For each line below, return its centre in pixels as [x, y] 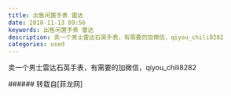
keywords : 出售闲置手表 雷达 [51, 30]
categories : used [37, 44]
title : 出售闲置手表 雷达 [46, 15]
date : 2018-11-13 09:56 [47, 23]
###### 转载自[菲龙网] [46, 84]
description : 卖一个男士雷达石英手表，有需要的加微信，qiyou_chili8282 [116, 37]
